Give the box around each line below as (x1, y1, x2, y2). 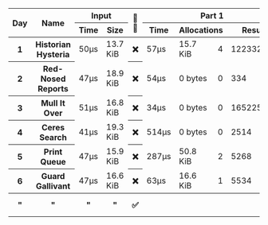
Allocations (179, 25, 223, 35)
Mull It (41, 98, 65, 108)
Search (39, 132, 68, 142)
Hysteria (36, 49, 70, 60)
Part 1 (200, 10, 224, 21)
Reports (37, 83, 69, 94)
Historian (35, 39, 72, 50)
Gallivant (35, 180, 71, 192)
